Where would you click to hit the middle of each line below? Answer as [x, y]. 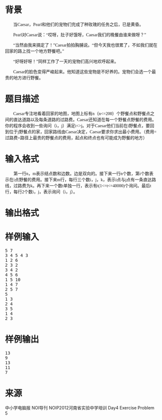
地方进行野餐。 [28, 78]
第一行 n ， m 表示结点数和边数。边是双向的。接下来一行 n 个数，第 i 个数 [81, 173]
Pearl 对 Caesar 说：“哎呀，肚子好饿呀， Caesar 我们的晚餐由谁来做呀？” [80, 35]
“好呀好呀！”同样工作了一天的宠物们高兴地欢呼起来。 [66, 61]
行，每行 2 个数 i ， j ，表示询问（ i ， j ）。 [41, 192]
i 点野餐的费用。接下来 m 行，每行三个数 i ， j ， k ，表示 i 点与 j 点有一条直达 [83, 180]
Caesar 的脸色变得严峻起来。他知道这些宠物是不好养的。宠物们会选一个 [83, 72]
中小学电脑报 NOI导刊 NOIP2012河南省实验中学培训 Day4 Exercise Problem [80, 407]
